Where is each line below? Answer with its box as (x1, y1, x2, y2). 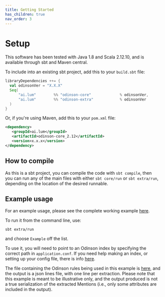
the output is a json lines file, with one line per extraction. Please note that (5, 271, 155, 277)
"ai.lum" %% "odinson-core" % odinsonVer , (18, 92, 149, 97)
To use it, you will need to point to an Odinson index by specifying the (5, 246, 147, 251)
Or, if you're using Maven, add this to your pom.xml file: (5, 115, 116, 121)
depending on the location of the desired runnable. (5, 180, 108, 186)
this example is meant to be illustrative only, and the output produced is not (5, 276, 158, 282)
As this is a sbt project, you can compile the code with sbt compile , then (5, 170, 152, 176)
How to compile (5, 157, 54, 165)
